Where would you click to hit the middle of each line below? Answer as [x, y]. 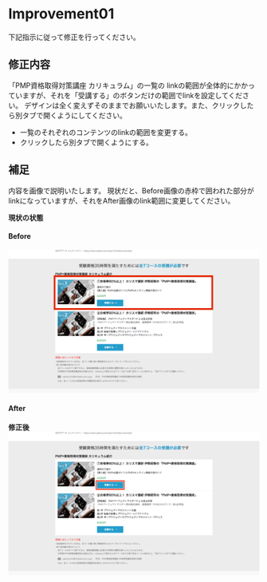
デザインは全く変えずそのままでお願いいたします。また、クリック [132, 105]
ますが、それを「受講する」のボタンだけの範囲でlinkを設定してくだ [132, 95]
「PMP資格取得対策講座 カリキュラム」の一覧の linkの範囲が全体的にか [125, 85]
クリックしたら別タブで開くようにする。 [86, 142]
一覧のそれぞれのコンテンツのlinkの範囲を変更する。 [106, 132]
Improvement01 [61, 14]
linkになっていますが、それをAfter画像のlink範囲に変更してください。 [122, 200]
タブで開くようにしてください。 [75, 115]
